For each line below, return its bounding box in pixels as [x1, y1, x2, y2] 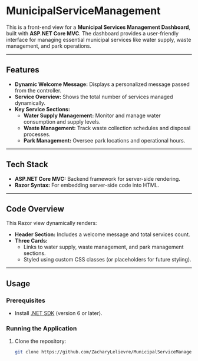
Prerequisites [6, 296, 45, 304]
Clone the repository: [14, 337, 67, 345]
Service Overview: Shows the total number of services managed [14, 93, 173, 100]
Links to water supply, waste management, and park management [23, 243, 184, 251]
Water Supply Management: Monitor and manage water [23, 112, 161, 119]
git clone [14, 349, 39, 355]
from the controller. [14, 87, 62, 94]
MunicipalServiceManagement [6, 4, 161, 18]
